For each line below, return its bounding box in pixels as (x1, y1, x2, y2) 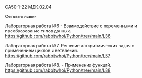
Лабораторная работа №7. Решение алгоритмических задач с (5, 43, 135, 48)
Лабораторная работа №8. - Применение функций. (5, 62, 112, 68)
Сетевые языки (5, 14, 37, 19)
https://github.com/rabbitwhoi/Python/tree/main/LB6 (5, 33, 111, 39)
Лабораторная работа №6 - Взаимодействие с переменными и (5, 23, 137, 29)
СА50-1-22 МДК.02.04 (5, 4, 52, 10)
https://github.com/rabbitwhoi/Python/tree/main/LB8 (5, 67, 111, 73)
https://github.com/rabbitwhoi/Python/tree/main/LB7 (5, 53, 111, 59)
